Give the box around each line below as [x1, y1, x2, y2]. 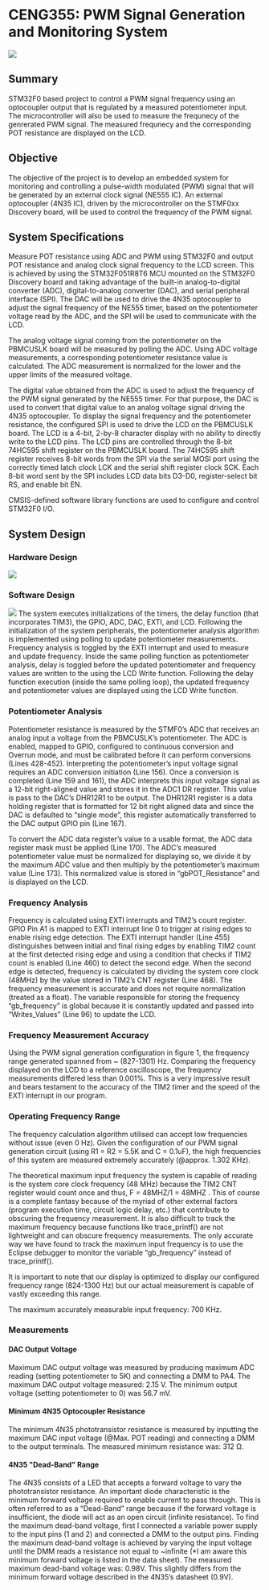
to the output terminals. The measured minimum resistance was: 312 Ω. [8, 1441, 244, 1451]
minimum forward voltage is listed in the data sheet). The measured [8, 1555, 232, 1565]
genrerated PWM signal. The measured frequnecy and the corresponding [8, 119, 251, 129]
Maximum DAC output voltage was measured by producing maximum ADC [8, 1362, 255, 1372]
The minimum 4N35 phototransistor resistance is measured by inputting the [8, 1424, 259, 1434]
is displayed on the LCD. [8, 877, 88, 886]
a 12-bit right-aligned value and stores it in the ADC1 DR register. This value [8, 784, 257, 794]
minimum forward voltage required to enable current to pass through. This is [8, 1495, 261, 1505]
